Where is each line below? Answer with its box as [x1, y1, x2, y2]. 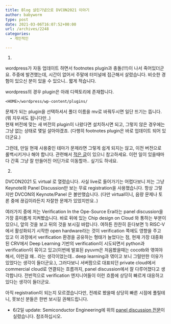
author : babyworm [5, 12, 42, 17]
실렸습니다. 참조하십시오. [12, 313, 62, 319]
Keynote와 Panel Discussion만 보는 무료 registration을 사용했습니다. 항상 [5, 184, 153, 191]
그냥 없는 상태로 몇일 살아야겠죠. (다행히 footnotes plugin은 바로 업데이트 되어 [5, 127, 161, 133]
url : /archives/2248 [5, 27, 50, 32]
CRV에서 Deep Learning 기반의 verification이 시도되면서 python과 [10, 240, 145, 246]
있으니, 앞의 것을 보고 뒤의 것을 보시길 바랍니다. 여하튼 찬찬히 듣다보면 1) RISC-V [5, 221, 165, 227]
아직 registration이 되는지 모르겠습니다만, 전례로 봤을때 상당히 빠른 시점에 [5, 289, 152, 295]
